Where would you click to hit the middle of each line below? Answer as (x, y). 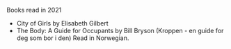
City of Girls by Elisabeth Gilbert (62, 23)
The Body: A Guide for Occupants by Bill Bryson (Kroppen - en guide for (120, 31)
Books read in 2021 (34, 10)
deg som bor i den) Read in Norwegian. (73, 38)
